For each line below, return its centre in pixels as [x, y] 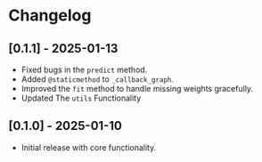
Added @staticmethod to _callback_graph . [98, 79]
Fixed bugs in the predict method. [84, 69]
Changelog [50, 16]
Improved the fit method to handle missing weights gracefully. [137, 89]
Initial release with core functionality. [89, 147]
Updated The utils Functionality [81, 98]
